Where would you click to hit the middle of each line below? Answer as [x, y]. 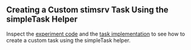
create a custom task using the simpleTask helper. [69, 40]
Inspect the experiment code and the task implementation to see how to [96, 34]
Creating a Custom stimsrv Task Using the [87, 10]
